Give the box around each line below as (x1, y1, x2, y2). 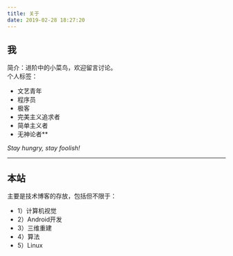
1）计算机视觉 (17, 207, 57, 215)
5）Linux (17, 241, 43, 250)
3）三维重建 (17, 224, 52, 232)
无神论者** (17, 130, 49, 138)
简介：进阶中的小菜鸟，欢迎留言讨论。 (7, 64, 116, 72)
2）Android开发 (17, 215, 62, 223)
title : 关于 (7, 10, 40, 17)
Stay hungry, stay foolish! (7, 144, 80, 152)
